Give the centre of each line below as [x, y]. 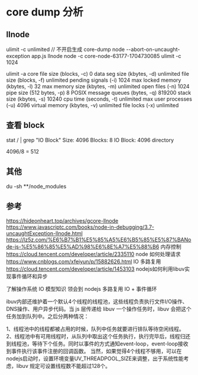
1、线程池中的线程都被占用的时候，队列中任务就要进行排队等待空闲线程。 [95, 329]
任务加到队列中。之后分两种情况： [48, 316]
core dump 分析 [45, 12]
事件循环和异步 [29, 277]
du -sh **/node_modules [36, 186]
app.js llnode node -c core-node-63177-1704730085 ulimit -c [106, 56]
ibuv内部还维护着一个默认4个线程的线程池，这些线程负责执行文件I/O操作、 [97, 302]
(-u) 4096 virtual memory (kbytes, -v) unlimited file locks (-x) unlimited [92, 105]
